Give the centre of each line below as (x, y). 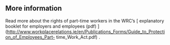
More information (34, 8)
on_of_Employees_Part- (30, 37)
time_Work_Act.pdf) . (78, 37)
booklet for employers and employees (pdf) (51, 26)
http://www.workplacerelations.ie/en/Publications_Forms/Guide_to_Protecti (86, 31)
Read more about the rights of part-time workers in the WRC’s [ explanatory (85, 20)
